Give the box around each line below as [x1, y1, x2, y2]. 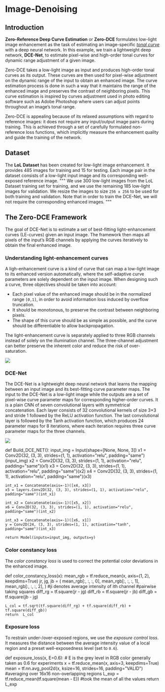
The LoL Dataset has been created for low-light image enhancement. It [5, 162, 149, 168]
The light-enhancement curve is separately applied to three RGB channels [5, 332, 155, 338]
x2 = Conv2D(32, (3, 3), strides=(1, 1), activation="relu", [29, 458, 142, 464]
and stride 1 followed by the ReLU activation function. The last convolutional [5, 413, 159, 419]
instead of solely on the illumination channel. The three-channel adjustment [5, 337, 159, 343]
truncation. [12, 301, 34, 308]
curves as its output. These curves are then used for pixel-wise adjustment [5, 72, 158, 78]
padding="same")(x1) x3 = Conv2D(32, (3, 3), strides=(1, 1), [5, 463, 127, 469]
